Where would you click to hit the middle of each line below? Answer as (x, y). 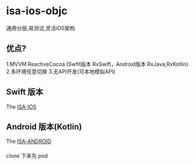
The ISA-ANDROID (29, 141)
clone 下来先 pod (27, 156)
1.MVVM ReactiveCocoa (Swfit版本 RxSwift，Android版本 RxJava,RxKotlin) (97, 64)
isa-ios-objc (37, 11)
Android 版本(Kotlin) (44, 127)
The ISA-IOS (21, 107)
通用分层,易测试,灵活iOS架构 (41, 28)
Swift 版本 (25, 92)
